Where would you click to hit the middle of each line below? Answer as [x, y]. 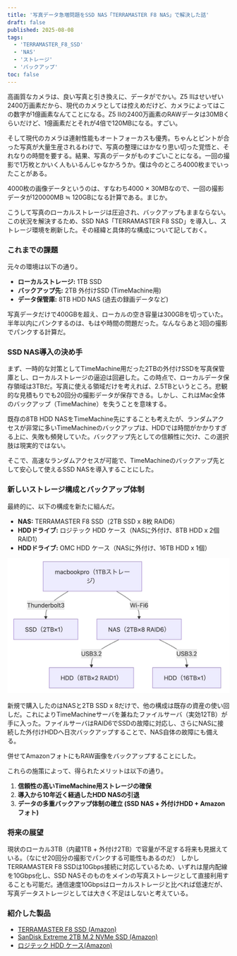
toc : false [23, 74]
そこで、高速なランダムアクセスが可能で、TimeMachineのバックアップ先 [113, 461]
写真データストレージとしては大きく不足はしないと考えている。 [100, 893]
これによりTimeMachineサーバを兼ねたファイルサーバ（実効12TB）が [127, 714]
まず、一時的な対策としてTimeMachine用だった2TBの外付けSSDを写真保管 [116, 369]
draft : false [26, 22]
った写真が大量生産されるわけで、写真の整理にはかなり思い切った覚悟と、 [115, 147]
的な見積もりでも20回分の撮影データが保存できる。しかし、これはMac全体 [116, 395]
